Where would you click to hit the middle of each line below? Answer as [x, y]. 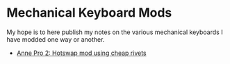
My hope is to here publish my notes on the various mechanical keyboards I [115, 32]
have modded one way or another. [56, 39]
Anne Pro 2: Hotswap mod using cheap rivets [81, 53]
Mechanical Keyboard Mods [89, 13]
